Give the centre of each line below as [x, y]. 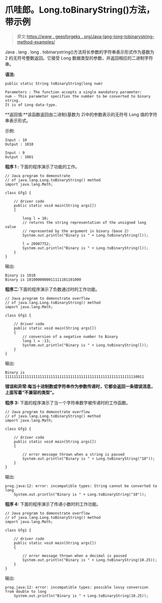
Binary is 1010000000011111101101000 [43, 280]
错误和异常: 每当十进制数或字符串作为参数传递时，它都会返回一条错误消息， [80, 386]
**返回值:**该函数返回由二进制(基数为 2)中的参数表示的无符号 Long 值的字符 [81, 114]
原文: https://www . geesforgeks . [50, 36]
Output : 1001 [19, 157]
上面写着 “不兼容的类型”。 [31, 392]
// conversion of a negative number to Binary [70, 336]
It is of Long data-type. [31, 105]
